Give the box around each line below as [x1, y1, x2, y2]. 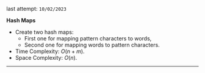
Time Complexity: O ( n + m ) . [15, 48, 85, 55]
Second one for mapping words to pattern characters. [24, 42, 160, 48]
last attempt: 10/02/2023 [6, 5, 67, 12]
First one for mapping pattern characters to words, [24, 35, 152, 42]
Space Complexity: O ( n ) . [15, 54, 77, 61]
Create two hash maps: [15, 28, 74, 36]
